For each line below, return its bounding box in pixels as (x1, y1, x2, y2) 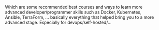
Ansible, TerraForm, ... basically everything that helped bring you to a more (5, 15, 154, 20)
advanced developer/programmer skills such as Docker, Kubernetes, (5, 9, 142, 15)
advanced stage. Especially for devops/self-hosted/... (5, 19, 112, 25)
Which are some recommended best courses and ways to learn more (5, 4, 143, 10)
